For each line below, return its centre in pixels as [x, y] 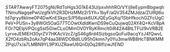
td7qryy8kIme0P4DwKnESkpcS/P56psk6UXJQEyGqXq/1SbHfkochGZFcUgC [85, 18]
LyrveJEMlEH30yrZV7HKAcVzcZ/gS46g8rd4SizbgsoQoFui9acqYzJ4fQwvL [84, 34]
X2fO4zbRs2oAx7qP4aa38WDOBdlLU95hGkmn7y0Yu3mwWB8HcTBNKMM [84, 39]
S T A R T [12, 7]
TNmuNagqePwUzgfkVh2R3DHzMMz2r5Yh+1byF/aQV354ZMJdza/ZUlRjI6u [85, 12]
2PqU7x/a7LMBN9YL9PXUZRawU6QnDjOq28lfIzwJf [60, 44]
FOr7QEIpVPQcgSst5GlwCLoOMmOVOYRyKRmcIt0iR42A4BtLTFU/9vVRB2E [84, 28]
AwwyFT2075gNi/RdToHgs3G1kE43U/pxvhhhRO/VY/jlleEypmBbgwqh [92, 7]
